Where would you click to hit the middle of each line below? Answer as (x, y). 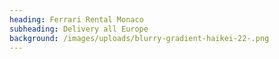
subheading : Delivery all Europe (79, 29)
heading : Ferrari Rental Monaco (76, 19)
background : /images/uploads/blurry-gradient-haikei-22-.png (139, 38)
